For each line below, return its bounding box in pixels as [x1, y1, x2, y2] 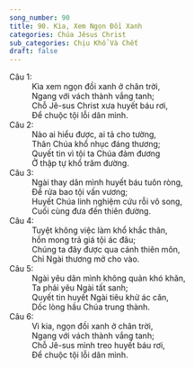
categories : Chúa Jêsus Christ [9, 30, 127, 39]
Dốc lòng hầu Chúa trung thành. [31, 301, 151, 312]
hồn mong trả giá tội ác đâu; [31, 235, 137, 245]
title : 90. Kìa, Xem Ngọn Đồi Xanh [9, 22, 143, 31]
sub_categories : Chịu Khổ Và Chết [9, 38, 139, 48]
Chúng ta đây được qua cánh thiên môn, [31, 244, 181, 255]
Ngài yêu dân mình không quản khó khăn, [31, 272, 186, 284]
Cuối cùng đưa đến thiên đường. [31, 206, 151, 217]
